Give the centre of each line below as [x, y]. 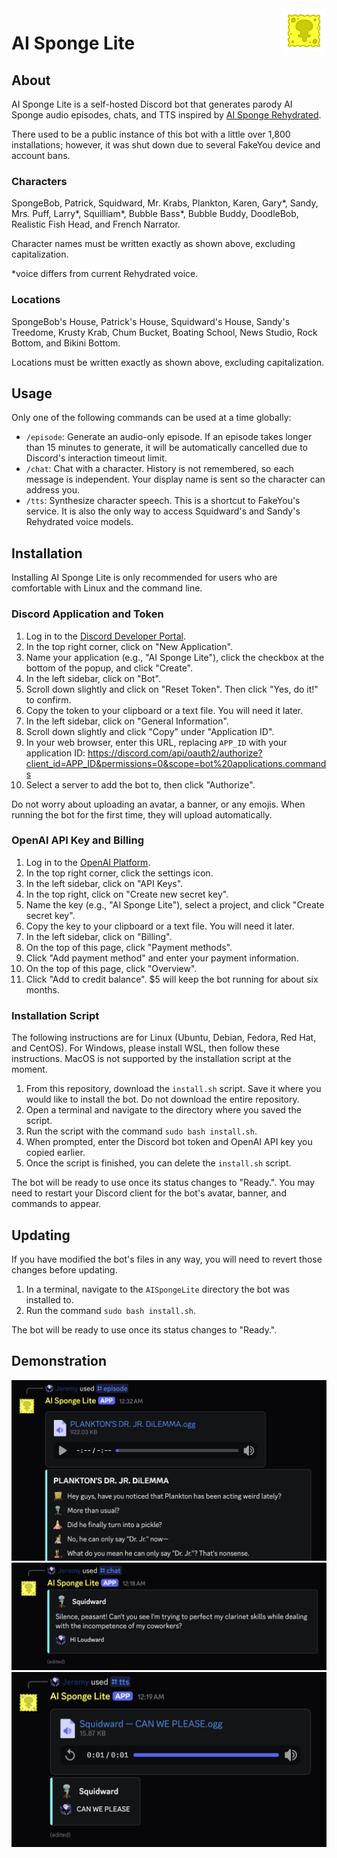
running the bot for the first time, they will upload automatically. [142, 814]
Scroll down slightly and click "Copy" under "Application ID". [150, 731]
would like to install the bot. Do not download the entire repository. [162, 1099]
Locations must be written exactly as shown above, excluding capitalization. [168, 362]
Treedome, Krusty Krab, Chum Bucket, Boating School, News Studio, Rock [164, 332]
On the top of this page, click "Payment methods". [129, 947]
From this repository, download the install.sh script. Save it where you [173, 1089]
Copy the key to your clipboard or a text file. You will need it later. [160, 926]
